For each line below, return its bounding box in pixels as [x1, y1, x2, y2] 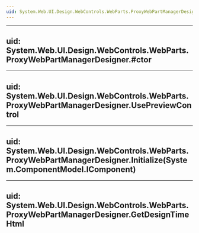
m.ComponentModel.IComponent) [6, 164, 136, 174]
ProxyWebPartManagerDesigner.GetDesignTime [6, 210, 190, 220]
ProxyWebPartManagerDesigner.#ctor [6, 55, 152, 65]
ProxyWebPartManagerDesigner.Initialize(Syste [6, 155, 188, 165]
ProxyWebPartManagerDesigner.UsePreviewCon [6, 100, 192, 110]
